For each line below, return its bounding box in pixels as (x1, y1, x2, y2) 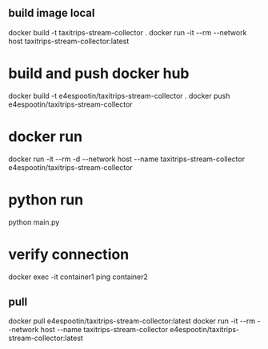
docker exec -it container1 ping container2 (8, 272, 148, 282)
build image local (8, 6, 95, 20)
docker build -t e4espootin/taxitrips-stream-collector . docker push (8, 91, 230, 100)
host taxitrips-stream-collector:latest (8, 36, 130, 46)
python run (8, 190, 84, 209)
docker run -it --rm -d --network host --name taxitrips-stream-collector (8, 154, 246, 164)
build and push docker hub (8, 64, 190, 83)
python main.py (8, 217, 60, 227)
